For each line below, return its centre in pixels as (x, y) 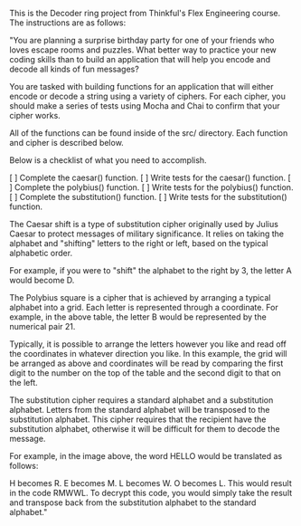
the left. (24, 383)
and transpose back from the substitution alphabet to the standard (133, 502)
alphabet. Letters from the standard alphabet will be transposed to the (140, 410)
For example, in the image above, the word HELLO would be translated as (146, 456)
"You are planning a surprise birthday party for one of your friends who (142, 40)
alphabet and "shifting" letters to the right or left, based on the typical (139, 243)
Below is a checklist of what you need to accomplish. (108, 160)
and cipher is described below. (66, 143)
